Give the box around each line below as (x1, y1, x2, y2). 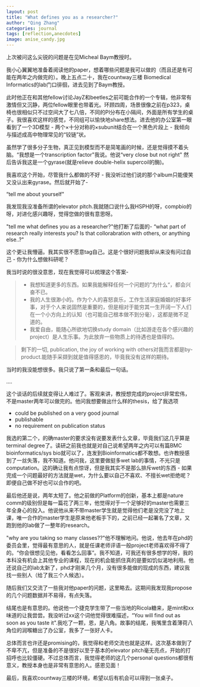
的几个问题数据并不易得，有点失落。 (6, 592, 95, 599)
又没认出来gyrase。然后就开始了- (6, 179, 88, 185)
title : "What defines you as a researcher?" (6, 14, 118, 20)
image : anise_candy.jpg (6, 36, 65, 42)
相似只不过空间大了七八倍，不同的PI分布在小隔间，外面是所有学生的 (21, 108, 189, 116)
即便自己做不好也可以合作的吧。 (6, 479, 85, 486)
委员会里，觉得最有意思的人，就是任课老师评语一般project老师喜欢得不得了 (6, 542, 190, 549)
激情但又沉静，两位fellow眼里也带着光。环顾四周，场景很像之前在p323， (6, 101, 185, 108)
